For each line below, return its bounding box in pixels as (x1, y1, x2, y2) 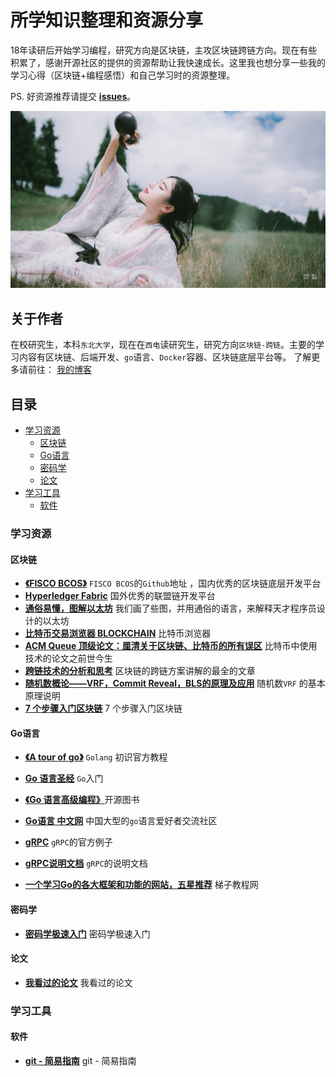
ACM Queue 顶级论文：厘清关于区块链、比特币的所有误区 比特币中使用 (24, 640, 318, 652)
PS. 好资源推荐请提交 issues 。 (10, 90, 137, 102)
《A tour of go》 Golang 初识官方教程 (24, 751, 168, 763)
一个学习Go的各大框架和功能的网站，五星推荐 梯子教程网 (24, 879, 259, 891)
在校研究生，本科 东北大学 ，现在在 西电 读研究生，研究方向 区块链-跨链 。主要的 (10, 339, 316, 351)
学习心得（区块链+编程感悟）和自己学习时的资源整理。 (10, 69, 236, 81)
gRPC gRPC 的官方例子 (24, 836, 113, 848)
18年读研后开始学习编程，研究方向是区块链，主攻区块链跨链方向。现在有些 (10, 44, 318, 56)
